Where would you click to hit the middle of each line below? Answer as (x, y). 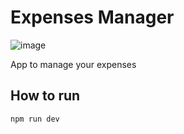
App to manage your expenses (73, 64)
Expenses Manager (92, 17)
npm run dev (35, 119)
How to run (45, 96)
